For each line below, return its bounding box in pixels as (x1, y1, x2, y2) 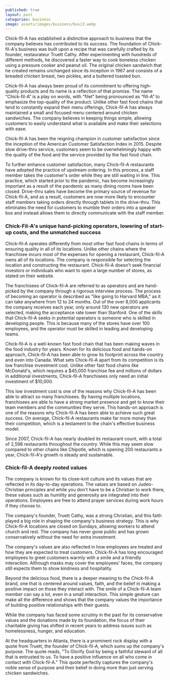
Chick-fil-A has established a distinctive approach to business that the (5, 35, 152, 41)
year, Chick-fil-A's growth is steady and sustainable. (5, 451, 114, 458)
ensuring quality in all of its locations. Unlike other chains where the (5, 246, 147, 252)
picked (5, 288, 20, 294)
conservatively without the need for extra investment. (5, 534, 117, 540)
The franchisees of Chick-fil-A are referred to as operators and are (5, 282, 144, 288)
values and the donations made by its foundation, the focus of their (5, 617, 145, 623)
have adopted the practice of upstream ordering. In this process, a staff (5, 167, 154, 173)
